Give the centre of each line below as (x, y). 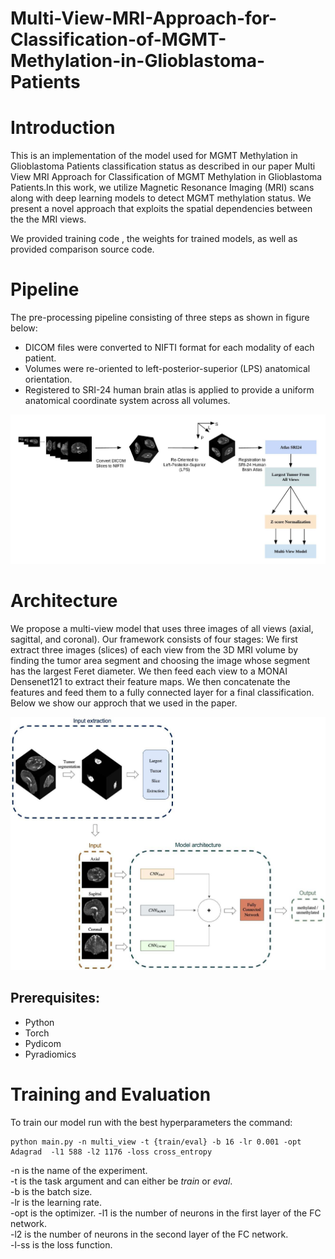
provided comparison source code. (82, 249)
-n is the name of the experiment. (79, 1170)
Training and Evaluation (111, 1094)
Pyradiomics (50, 1054)
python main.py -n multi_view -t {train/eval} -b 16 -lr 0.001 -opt (156, 1142)
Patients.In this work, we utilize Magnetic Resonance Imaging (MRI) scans (162, 188)
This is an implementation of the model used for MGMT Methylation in (154, 156)
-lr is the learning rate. (56, 1202)
